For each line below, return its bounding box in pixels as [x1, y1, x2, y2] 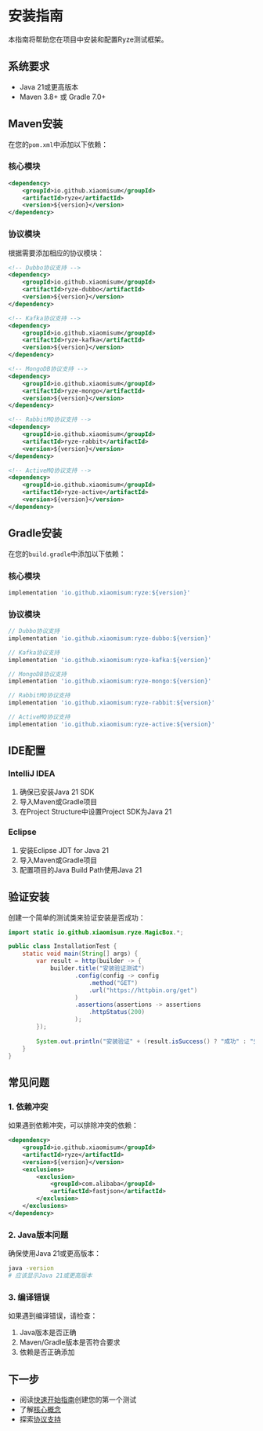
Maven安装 [8, 117, 63, 130]
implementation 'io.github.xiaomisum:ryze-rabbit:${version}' [8, 699, 215, 707]
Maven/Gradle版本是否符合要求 [19, 1338, 121, 1347]
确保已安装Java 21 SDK [19, 787, 95, 796]
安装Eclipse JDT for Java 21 [19, 845, 110, 855]
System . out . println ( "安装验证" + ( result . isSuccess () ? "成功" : [36, 1038, 247, 1045]
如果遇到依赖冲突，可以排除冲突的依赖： [8, 1121, 139, 1130]
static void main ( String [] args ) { [22, 950, 139, 958]
